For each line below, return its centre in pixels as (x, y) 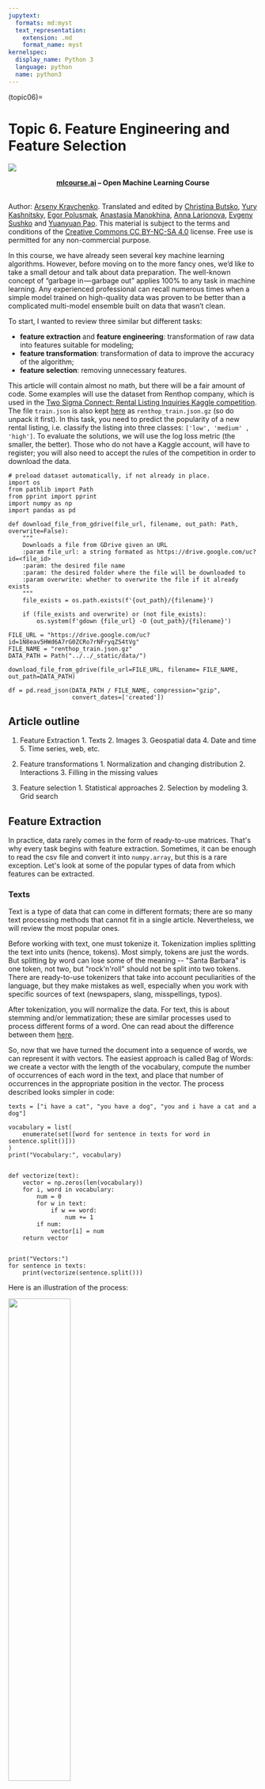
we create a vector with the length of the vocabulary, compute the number (129, 1067)
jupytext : (25, 15)
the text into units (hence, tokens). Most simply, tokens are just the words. (129, 952)
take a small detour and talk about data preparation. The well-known (119, 272)
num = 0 (49, 1197)
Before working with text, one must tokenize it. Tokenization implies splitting (132, 944)
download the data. (40, 461)
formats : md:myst (44, 23)
